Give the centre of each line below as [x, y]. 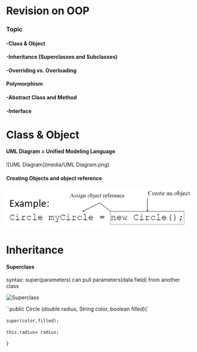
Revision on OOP [48, 11]
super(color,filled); [33, 321]
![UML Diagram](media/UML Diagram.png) [58, 165]
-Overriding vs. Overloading [41, 70]
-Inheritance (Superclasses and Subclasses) [62, 57]
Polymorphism [24, 84]
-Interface [19, 111]
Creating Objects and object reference [54, 178]
